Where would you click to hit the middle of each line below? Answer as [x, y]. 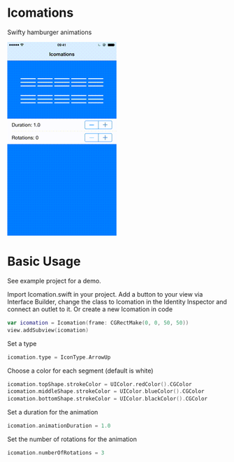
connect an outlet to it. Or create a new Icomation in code [90, 309]
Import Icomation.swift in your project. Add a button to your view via [105, 294]
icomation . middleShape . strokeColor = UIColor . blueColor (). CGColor [106, 392]
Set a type [22, 343]
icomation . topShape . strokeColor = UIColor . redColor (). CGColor [100, 384]
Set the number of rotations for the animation [72, 439]
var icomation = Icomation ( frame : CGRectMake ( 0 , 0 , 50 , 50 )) [98, 322]
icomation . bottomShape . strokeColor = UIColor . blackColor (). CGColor [108, 399]
